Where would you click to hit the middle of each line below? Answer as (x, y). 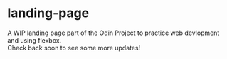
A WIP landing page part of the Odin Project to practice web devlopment (114, 33)
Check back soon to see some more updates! (74, 48)
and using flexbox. (35, 40)
